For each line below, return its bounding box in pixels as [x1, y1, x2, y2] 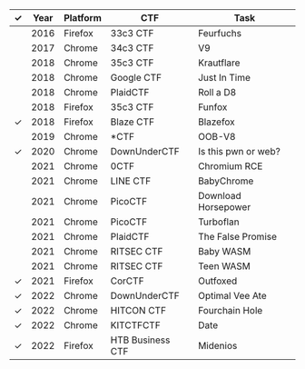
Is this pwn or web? [198, 145, 281, 157]
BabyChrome [198, 175, 254, 187]
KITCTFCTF [110, 319, 161, 331]
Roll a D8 [198, 86, 237, 98]
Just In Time [198, 72, 251, 84]
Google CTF [110, 72, 162, 84]
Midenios [198, 340, 238, 352]
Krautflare [198, 56, 241, 69]
